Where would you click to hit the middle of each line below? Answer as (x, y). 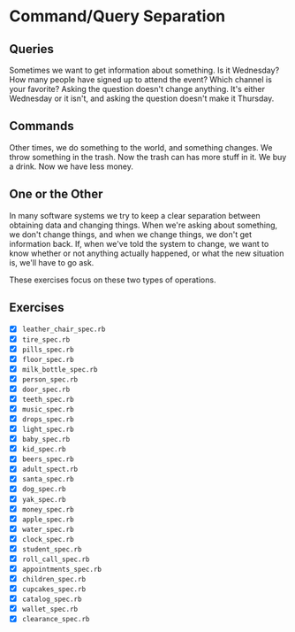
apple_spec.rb (48, 520)
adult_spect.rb (50, 470)
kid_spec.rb (44, 450)
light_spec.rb (48, 430)
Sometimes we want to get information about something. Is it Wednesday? (144, 70)
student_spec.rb (52, 549)
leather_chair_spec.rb (64, 329)
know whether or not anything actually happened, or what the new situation (147, 253)
